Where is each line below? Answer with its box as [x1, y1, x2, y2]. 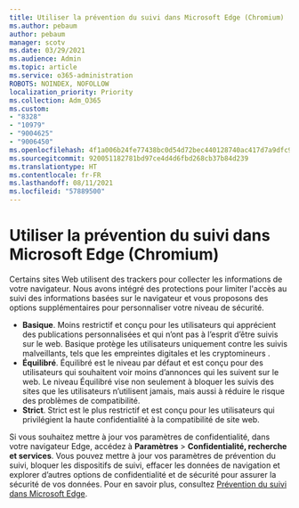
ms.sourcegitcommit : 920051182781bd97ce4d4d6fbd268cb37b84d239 [9, 153, 249, 163]
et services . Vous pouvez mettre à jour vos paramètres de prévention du [9, 450, 276, 461]
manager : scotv [9, 37, 66, 47]
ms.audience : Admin [9, 54, 82, 63]
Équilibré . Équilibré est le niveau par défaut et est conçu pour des [21, 357, 264, 368]
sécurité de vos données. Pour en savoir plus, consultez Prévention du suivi [9, 479, 287, 489]
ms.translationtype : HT [9, 162, 98, 171]
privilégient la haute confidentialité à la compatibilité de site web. [21, 414, 260, 424]
